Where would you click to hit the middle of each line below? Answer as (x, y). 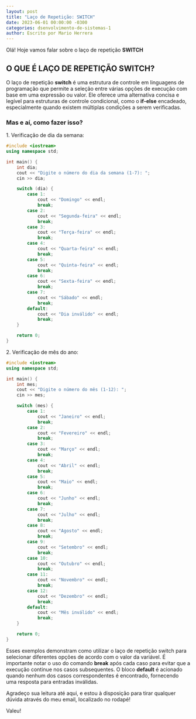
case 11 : (38, 574)
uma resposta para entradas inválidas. (52, 682)
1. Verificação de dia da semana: (45, 135)
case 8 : (36, 525)
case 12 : (38, 591)
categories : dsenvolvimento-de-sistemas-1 (59, 28)
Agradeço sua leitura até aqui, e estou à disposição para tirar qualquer (91, 693)
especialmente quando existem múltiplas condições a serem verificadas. (94, 107)
